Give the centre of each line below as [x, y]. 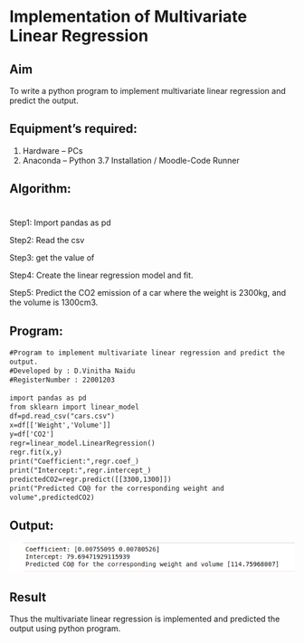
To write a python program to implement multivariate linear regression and [148, 91]
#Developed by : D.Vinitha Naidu [72, 371]
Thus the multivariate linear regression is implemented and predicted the [145, 619]
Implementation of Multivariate [128, 17]
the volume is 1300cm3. [54, 303]
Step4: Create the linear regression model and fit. [101, 275]
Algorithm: [40, 189]
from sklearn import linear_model [75, 407]
